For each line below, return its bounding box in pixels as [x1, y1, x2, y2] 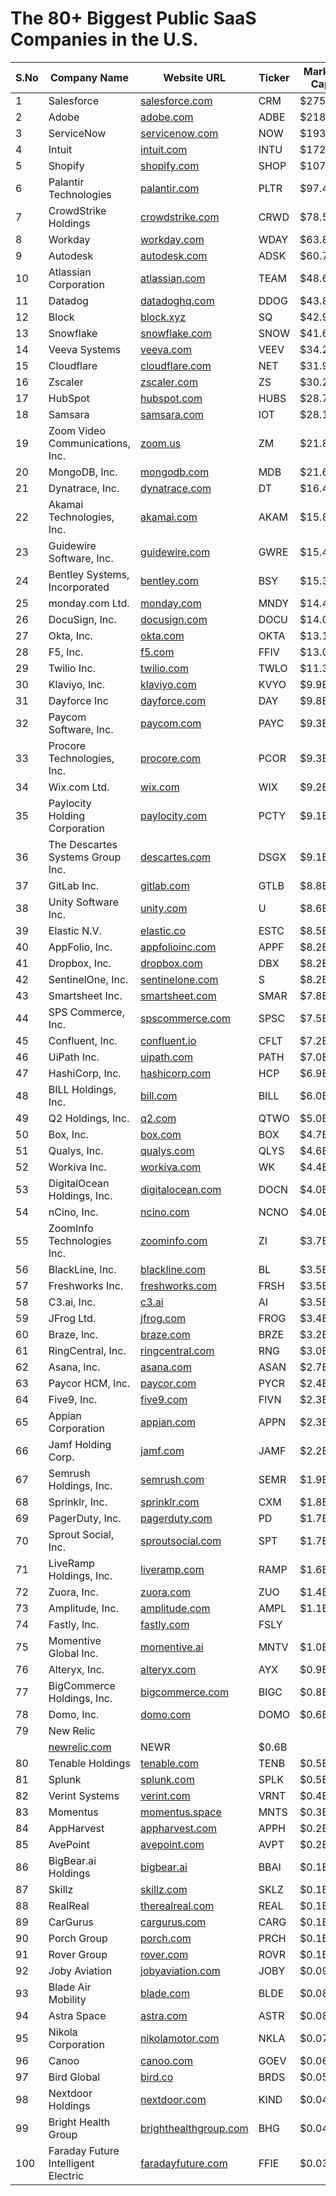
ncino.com [140, 1205, 190, 1219]
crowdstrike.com [140, 210, 220, 224]
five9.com [140, 1392, 188, 1406]
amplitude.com [140, 1601, 211, 1615]
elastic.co [140, 923, 186, 937]
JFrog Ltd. [48, 1311, 97, 1325]
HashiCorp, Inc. [48, 1066, 122, 1080]
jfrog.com [140, 1311, 187, 1325]
